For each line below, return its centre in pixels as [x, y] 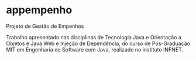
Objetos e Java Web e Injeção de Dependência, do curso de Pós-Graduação [98, 43]
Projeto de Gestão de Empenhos [45, 26]
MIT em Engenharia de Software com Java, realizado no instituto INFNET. [94, 49]
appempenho [39, 10]
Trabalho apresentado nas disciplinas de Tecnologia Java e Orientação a [94, 37]
